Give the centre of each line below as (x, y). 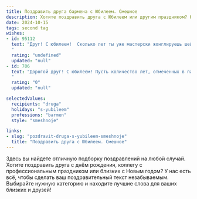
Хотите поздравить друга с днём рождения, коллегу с (74, 164)
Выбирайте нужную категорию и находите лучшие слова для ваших (91, 183)
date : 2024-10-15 (27, 22)
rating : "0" (26, 83)
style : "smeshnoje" (35, 120)
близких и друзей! (29, 190)
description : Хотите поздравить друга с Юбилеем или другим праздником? (97, 17)
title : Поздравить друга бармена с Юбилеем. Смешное (72, 11)
